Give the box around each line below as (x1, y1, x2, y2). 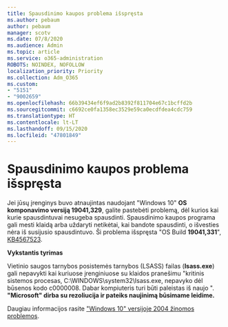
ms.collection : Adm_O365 (7, 74, 79, 81)
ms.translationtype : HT (7, 112, 76, 119)
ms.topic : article (7, 49, 60, 56)
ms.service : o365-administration (7, 55, 103, 62)
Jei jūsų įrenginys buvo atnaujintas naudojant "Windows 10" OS (7, 199, 187, 207)
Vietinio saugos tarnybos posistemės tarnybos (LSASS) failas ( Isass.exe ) (7, 262, 215, 271)
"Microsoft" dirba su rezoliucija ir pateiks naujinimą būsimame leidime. (7, 291, 215, 299)
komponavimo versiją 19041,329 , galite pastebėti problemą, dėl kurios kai (7, 206, 219, 214)
